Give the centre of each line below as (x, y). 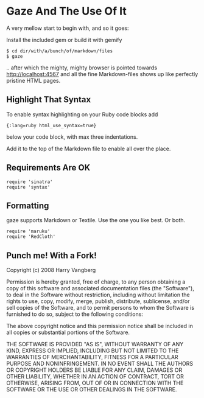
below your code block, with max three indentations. (72, 137)
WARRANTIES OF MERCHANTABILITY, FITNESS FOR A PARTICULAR (92, 357)
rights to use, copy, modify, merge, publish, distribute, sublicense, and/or (98, 301)
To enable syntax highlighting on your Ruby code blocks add (82, 114)
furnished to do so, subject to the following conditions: (75, 314)
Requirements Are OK (48, 168)
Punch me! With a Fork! (52, 255)
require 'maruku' (28, 232)
